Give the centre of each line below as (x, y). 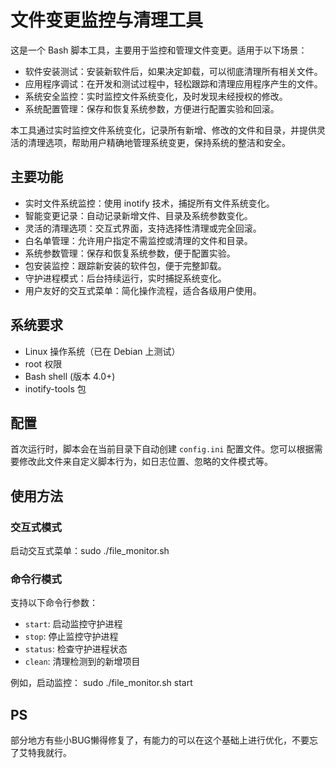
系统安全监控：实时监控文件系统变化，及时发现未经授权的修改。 (156, 96)
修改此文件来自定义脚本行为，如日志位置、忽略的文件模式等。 (145, 462)
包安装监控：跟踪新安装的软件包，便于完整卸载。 (125, 265)
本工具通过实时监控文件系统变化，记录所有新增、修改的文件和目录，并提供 (163, 130)
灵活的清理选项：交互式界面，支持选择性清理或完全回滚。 (143, 228)
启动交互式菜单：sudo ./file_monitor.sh (90, 551)
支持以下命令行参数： (54, 603)
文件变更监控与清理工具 (107, 20)
